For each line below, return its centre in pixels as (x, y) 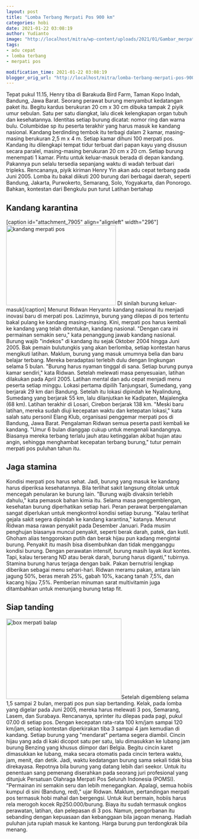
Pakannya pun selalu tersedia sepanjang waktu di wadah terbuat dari (90, 164)
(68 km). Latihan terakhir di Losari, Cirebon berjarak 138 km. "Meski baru (95, 404)
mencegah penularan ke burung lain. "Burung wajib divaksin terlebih (90, 494)
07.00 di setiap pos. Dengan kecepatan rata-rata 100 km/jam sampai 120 (94, 722)
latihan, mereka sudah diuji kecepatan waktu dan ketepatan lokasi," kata (94, 411)
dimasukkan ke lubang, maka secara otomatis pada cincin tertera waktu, (94, 753)
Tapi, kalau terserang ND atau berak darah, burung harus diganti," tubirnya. (98, 557)
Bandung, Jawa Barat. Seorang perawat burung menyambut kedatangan (94, 101)
